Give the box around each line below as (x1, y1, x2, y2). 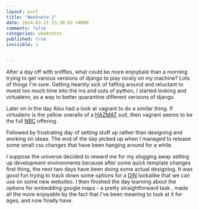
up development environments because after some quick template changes (6, 159, 191, 166)
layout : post (6, 8, 39, 15)
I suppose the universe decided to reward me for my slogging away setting (6, 153, 189, 160)
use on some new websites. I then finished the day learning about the (6, 178, 176, 185)
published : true (6, 36, 46, 42)
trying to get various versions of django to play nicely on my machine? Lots (6, 75, 190, 82)
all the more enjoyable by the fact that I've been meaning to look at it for (6, 190, 182, 198)
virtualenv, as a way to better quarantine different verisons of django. (6, 93, 175, 101)
